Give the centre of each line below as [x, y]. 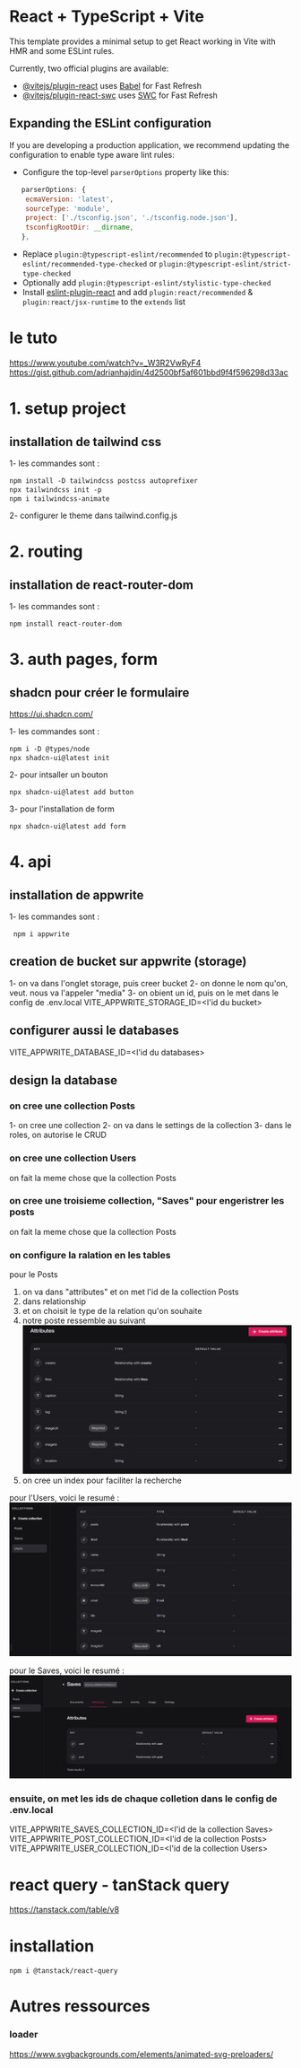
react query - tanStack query [120, 1884]
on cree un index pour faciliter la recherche [102, 1480]
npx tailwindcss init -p [56, 490]
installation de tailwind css [86, 442]
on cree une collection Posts [73, 1106]
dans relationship [54, 1301]
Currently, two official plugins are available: [89, 68]
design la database [64, 1080]
